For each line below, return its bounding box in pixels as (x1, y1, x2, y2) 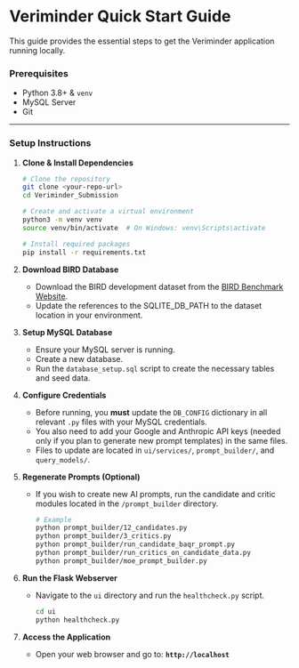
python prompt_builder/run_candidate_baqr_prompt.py (35, 540, 236, 549)
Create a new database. (35, 353, 124, 364)
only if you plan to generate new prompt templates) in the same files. (35, 435, 288, 446)
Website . (35, 291, 69, 302)
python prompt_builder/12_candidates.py (35, 523, 188, 533)
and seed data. (35, 372, 91, 383)
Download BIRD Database (21, 264, 119, 275)
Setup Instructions (9, 137, 92, 149)
